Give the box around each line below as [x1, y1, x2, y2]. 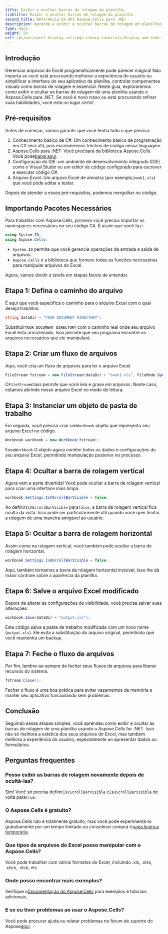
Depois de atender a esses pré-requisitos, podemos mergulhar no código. [5, 190, 157, 196]
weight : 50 [5, 31, 28, 36]
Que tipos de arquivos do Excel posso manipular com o [5, 842, 141, 849]
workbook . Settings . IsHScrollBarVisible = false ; [5, 557, 108, 563]
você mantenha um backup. [5, 635, 63, 641]
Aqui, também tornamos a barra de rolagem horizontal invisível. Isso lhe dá [5, 567, 159, 573]
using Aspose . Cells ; [5, 237, 48, 242]
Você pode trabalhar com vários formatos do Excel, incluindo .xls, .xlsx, [5, 859, 152, 865]
